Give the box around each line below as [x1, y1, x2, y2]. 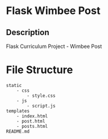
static [6, 82, 22, 88]
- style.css [27, 92, 56, 99]
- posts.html [16, 123, 48, 129]
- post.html [16, 118, 45, 124]
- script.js [27, 103, 56, 109]
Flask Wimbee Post [6, 4, 100, 18]
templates [6, 108, 30, 114]
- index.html [16, 113, 48, 119]
